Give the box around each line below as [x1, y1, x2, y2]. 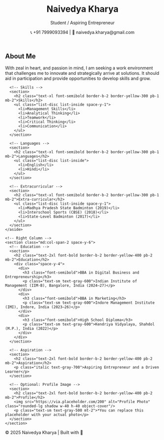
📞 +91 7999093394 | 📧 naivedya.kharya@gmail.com [30, 29, 135, 35]
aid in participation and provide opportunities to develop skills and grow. [5, 75, 151, 82]
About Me [5, 52, 36, 60]
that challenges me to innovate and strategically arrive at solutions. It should [5, 70, 160, 76]
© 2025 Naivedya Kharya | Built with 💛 [5, 430, 83, 436]
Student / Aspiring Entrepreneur [50, 20, 115, 26]
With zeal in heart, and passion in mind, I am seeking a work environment [5, 65, 153, 71]
